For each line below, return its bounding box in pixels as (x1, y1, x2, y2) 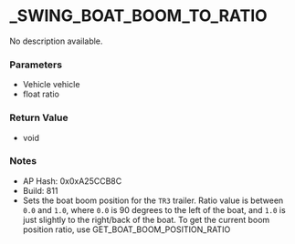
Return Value (9, 111, 68, 124)
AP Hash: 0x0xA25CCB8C (22, 175, 122, 187)
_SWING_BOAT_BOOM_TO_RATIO (9, 5, 268, 26)
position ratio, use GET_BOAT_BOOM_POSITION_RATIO (22, 224, 231, 235)
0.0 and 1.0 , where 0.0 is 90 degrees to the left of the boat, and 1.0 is (22, 204, 286, 215)
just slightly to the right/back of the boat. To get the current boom (22, 214, 270, 225)
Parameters (9, 58, 62, 71)
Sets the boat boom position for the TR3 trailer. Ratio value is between (22, 195, 284, 206)
